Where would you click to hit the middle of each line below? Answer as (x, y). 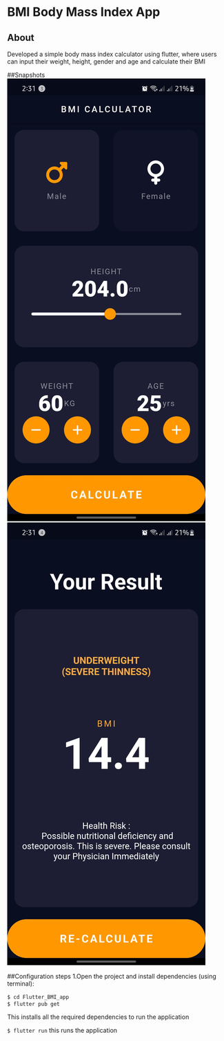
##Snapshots (26, 75)
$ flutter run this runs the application (62, 1030)
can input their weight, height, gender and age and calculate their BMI (106, 62)
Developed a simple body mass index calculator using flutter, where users (112, 54)
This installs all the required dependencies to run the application (98, 1017)
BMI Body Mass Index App (84, 12)
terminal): (21, 984)
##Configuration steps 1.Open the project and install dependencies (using (112, 976)
